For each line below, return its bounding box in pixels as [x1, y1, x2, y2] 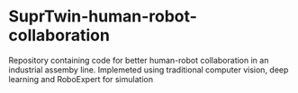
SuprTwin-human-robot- [8, 6, 197, 27]
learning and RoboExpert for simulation [8, 73, 154, 84]
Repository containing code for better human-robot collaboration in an [8, 55, 269, 65]
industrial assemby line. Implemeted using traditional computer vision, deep [8, 64, 289, 75]
